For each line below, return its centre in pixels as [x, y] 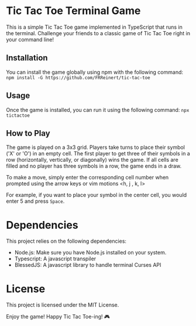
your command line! [30, 39]
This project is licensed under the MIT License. [63, 305]
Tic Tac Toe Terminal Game [73, 11]
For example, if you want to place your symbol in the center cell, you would [97, 195]
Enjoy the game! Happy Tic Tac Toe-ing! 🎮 [58, 317]
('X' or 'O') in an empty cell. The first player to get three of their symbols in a [98, 154]
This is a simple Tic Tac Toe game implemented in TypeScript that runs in [94, 27]
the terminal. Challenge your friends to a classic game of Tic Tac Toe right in [98, 33]
